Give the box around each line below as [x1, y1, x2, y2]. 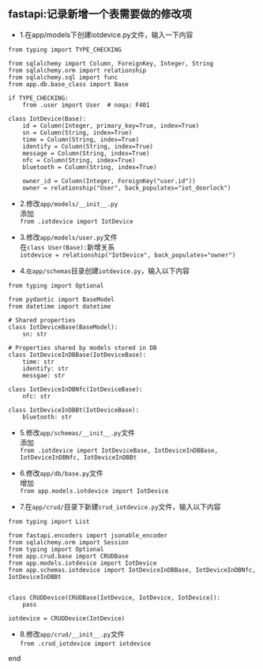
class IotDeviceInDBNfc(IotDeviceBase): [8, 385, 144, 393]
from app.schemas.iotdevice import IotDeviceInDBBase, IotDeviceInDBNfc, [8, 566, 257, 574]
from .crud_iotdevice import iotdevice [19, 639, 152, 648]
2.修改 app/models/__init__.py [19, 198, 118, 208]
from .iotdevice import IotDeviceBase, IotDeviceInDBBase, [19, 446, 219, 454]
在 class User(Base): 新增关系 [19, 242, 115, 251]
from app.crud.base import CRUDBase [8, 552, 129, 560]
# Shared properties [8, 316, 77, 324]
